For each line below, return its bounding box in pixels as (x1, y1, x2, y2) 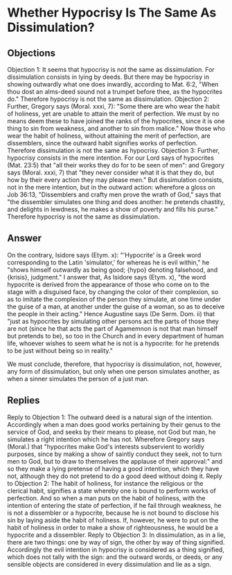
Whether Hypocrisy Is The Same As (7, 5, 217, 21)
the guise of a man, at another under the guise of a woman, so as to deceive (7, 302, 225, 311)
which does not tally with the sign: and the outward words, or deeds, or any (7, 552, 223, 561)
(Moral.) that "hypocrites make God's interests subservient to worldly (7, 442, 204, 450)
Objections (7, 47, 56, 59)
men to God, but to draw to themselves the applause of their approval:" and (7, 457, 223, 465)
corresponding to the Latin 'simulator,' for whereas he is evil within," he (7, 258, 210, 266)
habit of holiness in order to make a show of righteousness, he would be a (7, 523, 218, 531)
